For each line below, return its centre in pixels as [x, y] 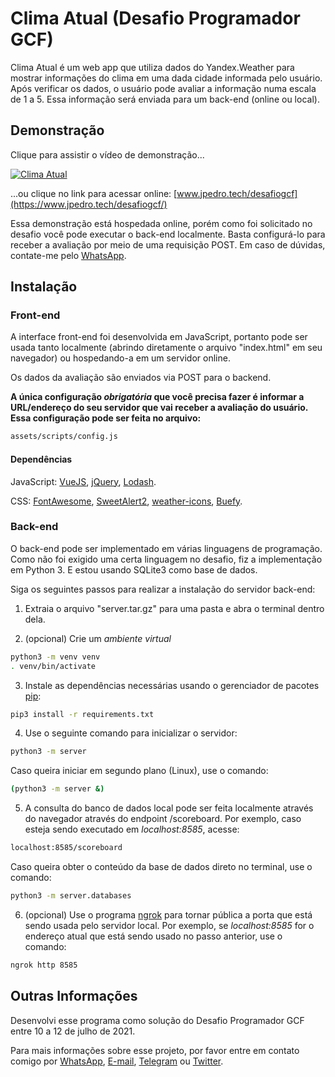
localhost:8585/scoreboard [66, 848]
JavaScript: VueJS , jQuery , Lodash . [83, 481]
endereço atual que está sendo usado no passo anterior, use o [153, 936]
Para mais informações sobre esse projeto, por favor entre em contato [155, 1050]
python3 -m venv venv [55, 657]
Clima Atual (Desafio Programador [155, 18]
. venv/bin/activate [53, 666]
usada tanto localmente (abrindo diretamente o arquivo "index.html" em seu [166, 348]
